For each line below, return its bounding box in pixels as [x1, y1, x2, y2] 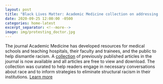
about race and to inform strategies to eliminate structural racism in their [5, 69, 151, 74]
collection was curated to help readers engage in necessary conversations [5, 64, 155, 69]
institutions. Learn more [5, 74, 53, 80]
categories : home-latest [5, 20, 56, 26]
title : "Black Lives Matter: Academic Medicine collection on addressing [5, 12, 159, 17]
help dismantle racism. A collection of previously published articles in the [5, 53, 152, 59]
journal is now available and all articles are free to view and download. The [5, 59, 155, 64]
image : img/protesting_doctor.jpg [5, 30, 76, 34]
